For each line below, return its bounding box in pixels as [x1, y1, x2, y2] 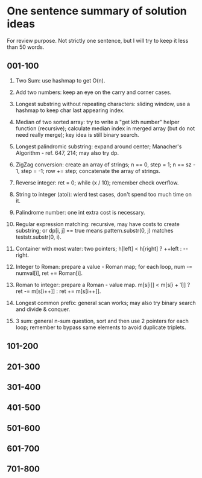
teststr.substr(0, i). [15, 233, 62, 241]
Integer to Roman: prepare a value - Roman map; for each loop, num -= [15, 263, 193, 270]
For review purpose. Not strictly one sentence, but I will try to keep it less [7, 37, 189, 44]
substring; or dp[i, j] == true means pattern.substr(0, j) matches [15, 227, 174, 234]
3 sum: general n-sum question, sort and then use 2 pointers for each [15, 317, 189, 324]
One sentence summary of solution [7, 4, 188, 18]
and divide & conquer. [15, 306, 71, 313]
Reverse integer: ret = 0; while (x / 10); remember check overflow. [15, 179, 179, 186]
